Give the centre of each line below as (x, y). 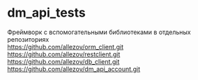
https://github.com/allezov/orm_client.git (66, 47)
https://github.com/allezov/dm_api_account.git (74, 69)
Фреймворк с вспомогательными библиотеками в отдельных (99, 32)
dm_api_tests (46, 13)
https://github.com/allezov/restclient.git (64, 54)
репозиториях (28, 39)
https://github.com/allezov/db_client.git (63, 61)
